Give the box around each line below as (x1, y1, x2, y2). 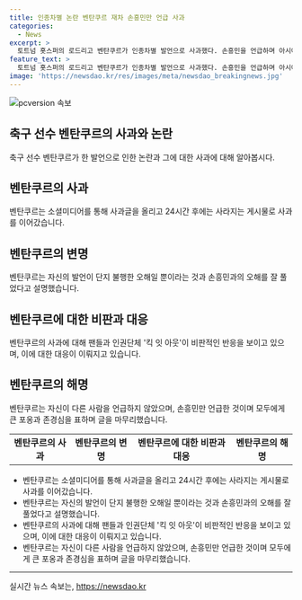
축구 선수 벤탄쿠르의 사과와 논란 (9, 127, 173, 142)
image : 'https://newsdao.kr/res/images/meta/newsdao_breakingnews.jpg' (9, 72, 283, 81)
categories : (9, 22, 54, 31)
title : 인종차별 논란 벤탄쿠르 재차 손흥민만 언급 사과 (9, 13, 185, 22)
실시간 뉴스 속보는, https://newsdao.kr (9, 580, 147, 591)
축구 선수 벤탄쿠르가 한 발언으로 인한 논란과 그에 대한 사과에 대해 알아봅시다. (9, 152, 276, 163)
